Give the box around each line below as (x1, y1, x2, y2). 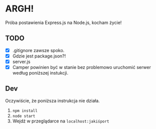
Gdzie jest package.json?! (12, 53, 66, 59)
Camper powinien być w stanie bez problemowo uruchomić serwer (12, 64, 151, 70)
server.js (12, 58, 31, 64)
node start (12, 113, 36, 118)
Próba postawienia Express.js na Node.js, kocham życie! (5, 19, 122, 25)
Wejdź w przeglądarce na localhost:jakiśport (12, 118, 109, 124)
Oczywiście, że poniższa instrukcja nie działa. (5, 97, 100, 103)
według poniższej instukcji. (12, 70, 69, 75)
